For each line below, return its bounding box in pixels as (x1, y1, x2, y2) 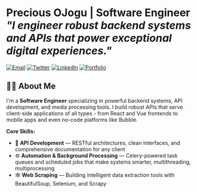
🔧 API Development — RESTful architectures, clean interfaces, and (14, 139, 180, 146)
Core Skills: (6, 127, 36, 134)
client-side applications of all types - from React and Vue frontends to (6, 109, 178, 117)
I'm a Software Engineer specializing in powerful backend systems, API (6, 97, 183, 104)
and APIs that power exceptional (6, 32, 172, 45)
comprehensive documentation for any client (14, 145, 125, 152)
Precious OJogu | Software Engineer (6, 6, 190, 20)
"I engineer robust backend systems (6, 19, 191, 32)
